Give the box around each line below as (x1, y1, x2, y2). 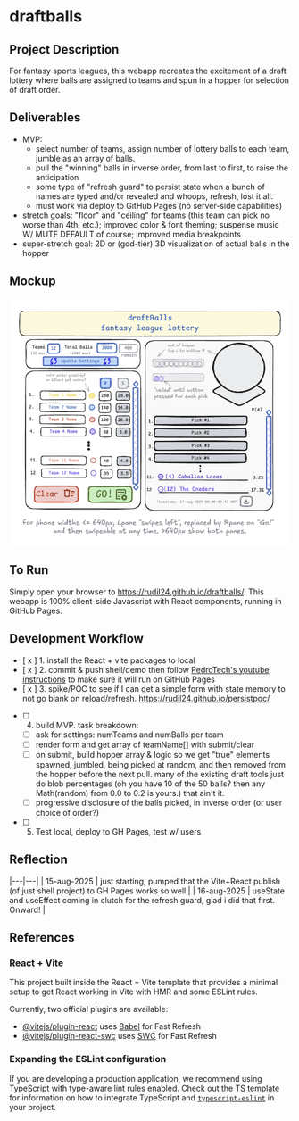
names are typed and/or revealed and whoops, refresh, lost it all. (35, 190, 274, 202)
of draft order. (9, 85, 61, 95)
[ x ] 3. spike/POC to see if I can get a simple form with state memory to (21, 683, 286, 693)
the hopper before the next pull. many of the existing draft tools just (35, 768, 284, 779)
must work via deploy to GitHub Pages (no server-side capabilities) (35, 200, 283, 211)
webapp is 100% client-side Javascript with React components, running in (9, 595, 282, 606)
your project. (9, 1101, 56, 1112)
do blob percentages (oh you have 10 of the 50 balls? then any (35, 778, 266, 789)
